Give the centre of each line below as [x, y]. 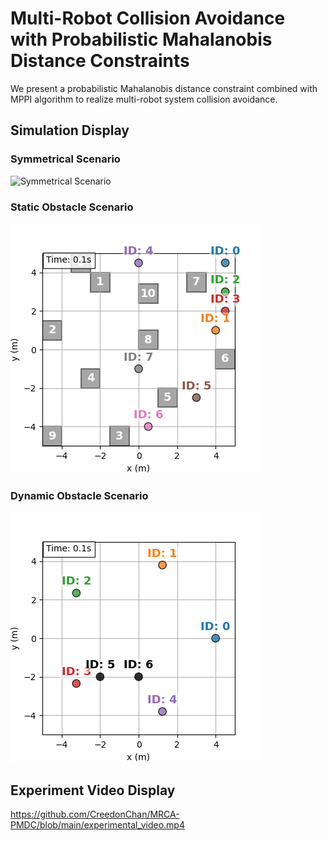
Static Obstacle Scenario [72, 207]
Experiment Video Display [93, 790]
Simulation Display [70, 130]
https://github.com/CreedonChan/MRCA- [95, 814]
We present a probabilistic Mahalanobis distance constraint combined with [164, 88]
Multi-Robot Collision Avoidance [148, 18]
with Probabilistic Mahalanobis [141, 39]
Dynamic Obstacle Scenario [79, 495]
